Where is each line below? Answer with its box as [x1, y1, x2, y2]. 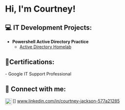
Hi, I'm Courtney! [5, 3, 76, 15]
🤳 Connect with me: [5, 85, 66, 93]
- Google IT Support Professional [5, 71, 72, 76]
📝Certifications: [5, 58, 55, 66]
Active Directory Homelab [19, 44, 72, 50]
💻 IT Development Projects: [5, 23, 92, 32]
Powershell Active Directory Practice [12, 39, 89, 44]
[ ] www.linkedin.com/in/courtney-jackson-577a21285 [13, 98, 120, 104]
